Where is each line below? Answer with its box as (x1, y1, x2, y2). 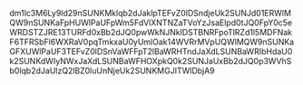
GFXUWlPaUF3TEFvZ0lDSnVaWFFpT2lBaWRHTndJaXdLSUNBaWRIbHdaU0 (9, 46, 293, 57)
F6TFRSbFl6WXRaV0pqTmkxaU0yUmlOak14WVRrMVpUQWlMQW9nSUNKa (9, 36, 295, 47)
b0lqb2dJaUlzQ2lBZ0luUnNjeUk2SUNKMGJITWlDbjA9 (9, 65, 215, 76)
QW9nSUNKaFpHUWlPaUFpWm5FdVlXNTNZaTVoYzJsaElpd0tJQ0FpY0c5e (9, 17, 293, 28)
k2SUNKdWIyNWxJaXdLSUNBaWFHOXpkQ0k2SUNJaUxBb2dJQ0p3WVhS (9, 56, 292, 66)
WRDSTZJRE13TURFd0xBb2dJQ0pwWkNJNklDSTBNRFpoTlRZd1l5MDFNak (9, 27, 293, 37)
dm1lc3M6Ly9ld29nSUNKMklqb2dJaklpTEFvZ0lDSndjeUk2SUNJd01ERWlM (9, 8, 292, 18)
